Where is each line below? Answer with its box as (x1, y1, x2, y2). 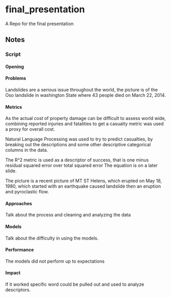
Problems (5, 75, 27, 82)
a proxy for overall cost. (5, 126, 55, 132)
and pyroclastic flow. (5, 189, 49, 195)
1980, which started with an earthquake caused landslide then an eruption (5, 183, 161, 189)
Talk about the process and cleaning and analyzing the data (5, 212, 131, 218)
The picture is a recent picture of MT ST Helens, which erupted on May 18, (5, 178, 162, 184)
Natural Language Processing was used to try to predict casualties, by (5, 136, 153, 142)
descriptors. (5, 287, 31, 293)
